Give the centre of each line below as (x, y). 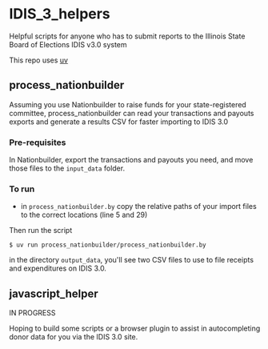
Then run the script (41, 231)
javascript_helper (54, 293)
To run (22, 189)
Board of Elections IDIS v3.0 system (68, 44)
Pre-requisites (38, 142)
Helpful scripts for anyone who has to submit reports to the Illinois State (127, 36)
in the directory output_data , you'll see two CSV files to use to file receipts (132, 260)
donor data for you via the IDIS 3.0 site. (74, 337)
